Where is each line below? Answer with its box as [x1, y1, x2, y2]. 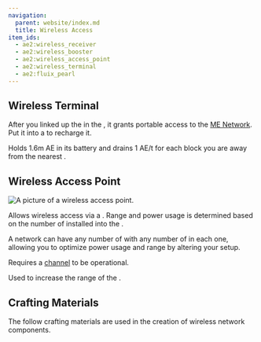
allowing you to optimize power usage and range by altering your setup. [8, 243, 241, 252]
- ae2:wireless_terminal [15, 63, 97, 71]
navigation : [8, 11, 47, 20]
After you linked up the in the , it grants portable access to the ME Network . [8, 120, 253, 130]
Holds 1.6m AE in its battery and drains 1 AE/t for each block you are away [8, 143, 248, 153]
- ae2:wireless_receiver [15, 41, 97, 49]
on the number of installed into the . [8, 219, 124, 229]
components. [8, 325, 51, 335]
